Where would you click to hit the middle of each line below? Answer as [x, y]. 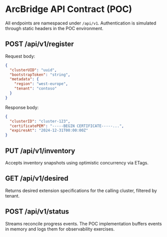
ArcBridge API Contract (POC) [69, 9]
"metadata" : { [24, 79]
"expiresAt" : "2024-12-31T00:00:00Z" [49, 130]
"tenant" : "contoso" [35, 88]
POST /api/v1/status [37, 212]
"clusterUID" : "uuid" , [33, 70]
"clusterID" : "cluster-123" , [40, 121]
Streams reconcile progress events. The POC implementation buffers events [83, 223]
